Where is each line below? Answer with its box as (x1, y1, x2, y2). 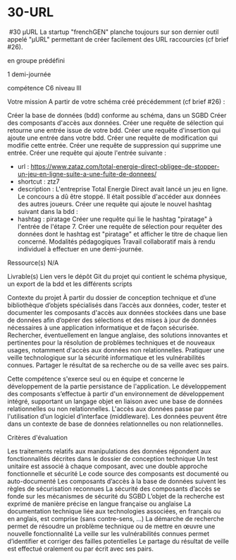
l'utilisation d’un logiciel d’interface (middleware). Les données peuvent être (7, 412, 228, 420)
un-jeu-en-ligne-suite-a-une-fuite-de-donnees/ (17, 169, 157, 178)
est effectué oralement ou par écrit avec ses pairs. (7, 544, 154, 553)
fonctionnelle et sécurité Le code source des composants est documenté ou (7, 469, 229, 477)
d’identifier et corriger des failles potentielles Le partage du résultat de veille (7, 537, 229, 545)
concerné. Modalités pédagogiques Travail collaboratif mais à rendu (17, 237, 216, 246)
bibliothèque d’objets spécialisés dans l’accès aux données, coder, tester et (7, 301, 227, 309)
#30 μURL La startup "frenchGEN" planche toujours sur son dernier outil (8, 28, 219, 36)
